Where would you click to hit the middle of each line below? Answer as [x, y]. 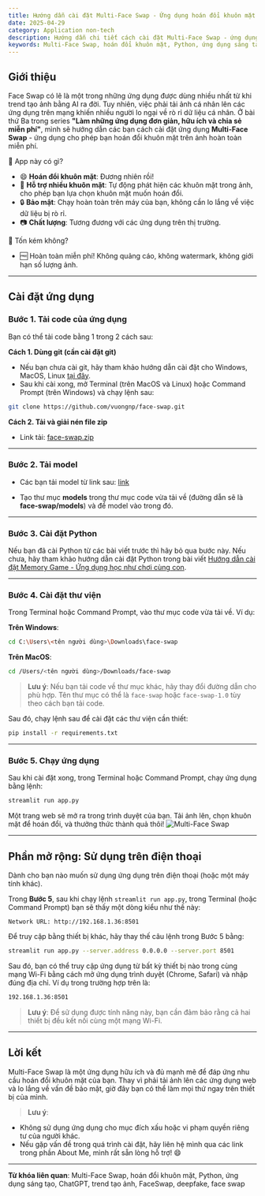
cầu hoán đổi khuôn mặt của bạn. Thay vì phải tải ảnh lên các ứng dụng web [132, 1080]
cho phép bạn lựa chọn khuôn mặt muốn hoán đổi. [101, 193]
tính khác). [26, 883]
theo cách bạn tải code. [66, 703]
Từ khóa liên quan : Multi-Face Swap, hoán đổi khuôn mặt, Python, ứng [123, 1175]
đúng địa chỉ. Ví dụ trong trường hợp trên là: [79, 982]
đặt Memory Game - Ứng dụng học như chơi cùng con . [97, 568]
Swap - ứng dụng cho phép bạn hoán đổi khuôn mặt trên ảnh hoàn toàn [125, 137]
